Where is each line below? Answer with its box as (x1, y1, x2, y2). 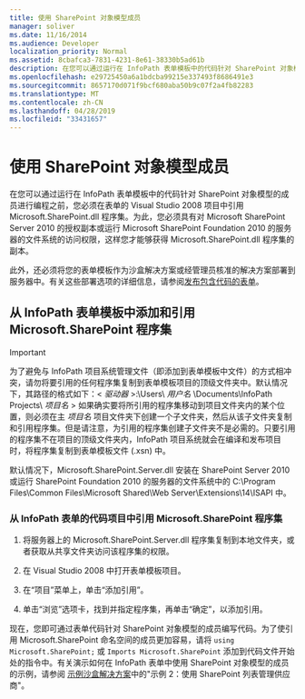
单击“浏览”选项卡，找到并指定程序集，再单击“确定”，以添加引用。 (22, 604, 268, 614)
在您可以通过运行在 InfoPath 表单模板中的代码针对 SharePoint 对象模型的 (9, 188, 281, 200)
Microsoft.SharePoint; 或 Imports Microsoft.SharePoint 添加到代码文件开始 (9, 646, 295, 657)
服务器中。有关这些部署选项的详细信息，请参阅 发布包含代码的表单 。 (9, 276, 264, 287)
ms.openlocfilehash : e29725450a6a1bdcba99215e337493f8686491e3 (9, 73, 254, 82)
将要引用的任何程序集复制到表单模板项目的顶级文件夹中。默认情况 (40, 376, 288, 387)
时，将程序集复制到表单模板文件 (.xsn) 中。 (9, 444, 171, 455)
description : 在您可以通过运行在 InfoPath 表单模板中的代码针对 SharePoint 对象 (9, 65, 294, 74)
